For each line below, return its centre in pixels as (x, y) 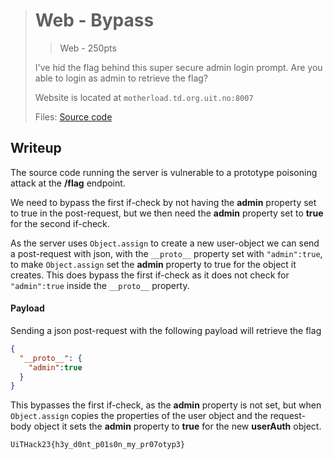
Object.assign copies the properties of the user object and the (139, 416)
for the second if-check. (60, 223)
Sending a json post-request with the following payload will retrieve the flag (166, 330)
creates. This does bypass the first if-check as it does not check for (150, 275)
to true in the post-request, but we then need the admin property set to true (167, 213)
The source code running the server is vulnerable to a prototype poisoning (164, 172)
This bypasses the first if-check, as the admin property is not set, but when (166, 405)
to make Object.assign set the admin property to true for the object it (153, 264)
